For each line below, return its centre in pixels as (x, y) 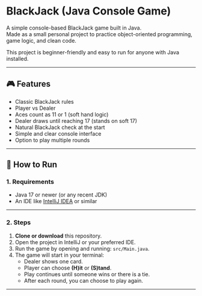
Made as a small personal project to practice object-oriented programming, (99, 34)
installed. (17, 58)
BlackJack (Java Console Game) (89, 11)
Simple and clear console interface (58, 133)
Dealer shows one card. (53, 261)
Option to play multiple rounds (52, 140)
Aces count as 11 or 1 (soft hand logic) (62, 114)
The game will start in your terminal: (59, 255)
